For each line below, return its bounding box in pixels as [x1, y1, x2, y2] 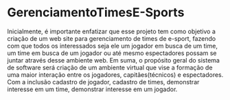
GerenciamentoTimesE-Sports [7, 5, 185, 20]
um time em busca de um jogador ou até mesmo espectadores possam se [7, 49, 217, 57]
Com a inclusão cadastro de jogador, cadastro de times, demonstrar [7, 78, 200, 86]
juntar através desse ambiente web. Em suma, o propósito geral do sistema [7, 56, 220, 64]
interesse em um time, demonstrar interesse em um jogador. [7, 85, 178, 93]
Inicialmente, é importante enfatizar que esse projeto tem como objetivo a [7, 27, 216, 35]
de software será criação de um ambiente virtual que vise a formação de [7, 63, 213, 71]
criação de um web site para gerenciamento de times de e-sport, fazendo [7, 34, 216, 42]
